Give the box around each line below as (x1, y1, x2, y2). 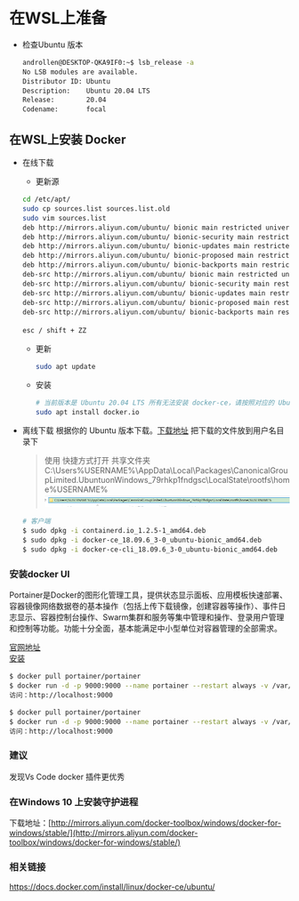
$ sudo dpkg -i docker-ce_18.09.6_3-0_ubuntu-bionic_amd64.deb (21, 535, 263, 545)
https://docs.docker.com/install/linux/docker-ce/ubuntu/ (9, 881, 215, 892)
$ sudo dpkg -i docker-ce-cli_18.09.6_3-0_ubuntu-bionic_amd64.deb (21, 545, 278, 554)
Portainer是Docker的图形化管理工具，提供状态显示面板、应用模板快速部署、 (9, 590, 287, 600)
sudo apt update (35, 362, 96, 372)
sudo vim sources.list (21, 213, 107, 222)
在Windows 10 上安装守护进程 (9, 795, 139, 808)
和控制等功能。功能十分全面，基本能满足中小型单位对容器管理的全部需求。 (9, 623, 282, 634)
